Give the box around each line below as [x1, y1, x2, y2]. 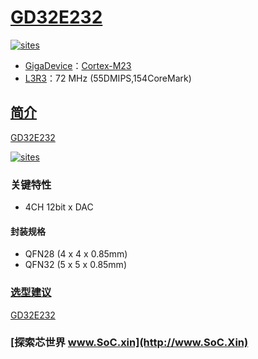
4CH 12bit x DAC [24, 201, 94, 213]
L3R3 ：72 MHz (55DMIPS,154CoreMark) [24, 72, 192, 84]
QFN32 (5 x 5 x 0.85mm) [24, 259, 127, 271]
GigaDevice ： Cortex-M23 [24, 59, 132, 71]
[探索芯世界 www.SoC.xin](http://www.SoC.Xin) [10, 336, 249, 350]
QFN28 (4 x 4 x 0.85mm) [24, 248, 128, 260]
